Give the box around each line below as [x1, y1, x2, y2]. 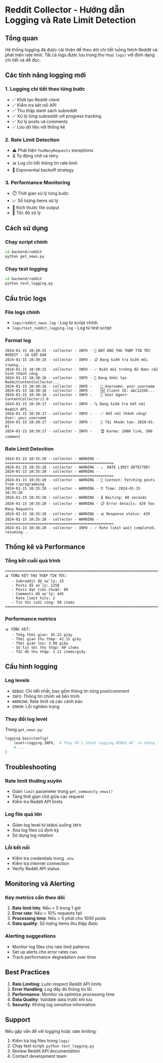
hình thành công [5, 371, 38, 376]
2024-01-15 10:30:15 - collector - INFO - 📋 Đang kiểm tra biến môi [5, 357, 148, 362]
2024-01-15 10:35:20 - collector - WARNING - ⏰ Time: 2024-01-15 [5, 486, 141, 491]
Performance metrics [5, 615, 57, 622]
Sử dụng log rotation [12, 832, 53, 838]
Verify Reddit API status [12, 865, 60, 872]
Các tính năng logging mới [5, 71, 86, 79]
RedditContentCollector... [5, 380, 60, 384]
